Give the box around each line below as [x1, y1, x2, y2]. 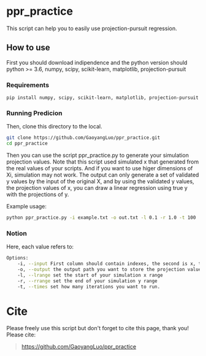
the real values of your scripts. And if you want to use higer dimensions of [6, 165, 193, 172]
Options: [6, 255, 29, 261]
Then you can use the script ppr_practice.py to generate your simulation [6, 152, 189, 159]
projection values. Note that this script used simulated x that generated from [6, 158, 199, 165]
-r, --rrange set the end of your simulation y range [17, 278, 158, 284]
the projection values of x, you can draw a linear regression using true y [6, 184, 188, 192]
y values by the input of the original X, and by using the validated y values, [6, 178, 194, 185]
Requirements [6, 81, 50, 89]
